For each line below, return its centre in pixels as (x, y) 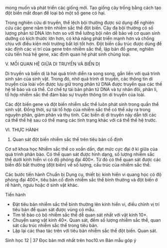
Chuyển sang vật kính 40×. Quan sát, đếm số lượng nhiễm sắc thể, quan (86, 220)
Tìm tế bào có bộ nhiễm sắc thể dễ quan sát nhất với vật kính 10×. (80, 215)
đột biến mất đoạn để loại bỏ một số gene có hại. (56, 13)
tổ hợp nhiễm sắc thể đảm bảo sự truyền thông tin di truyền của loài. (75, 95)
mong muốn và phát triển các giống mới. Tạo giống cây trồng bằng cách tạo (83, 8)
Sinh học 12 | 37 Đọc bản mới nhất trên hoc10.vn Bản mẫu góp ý (71, 240)
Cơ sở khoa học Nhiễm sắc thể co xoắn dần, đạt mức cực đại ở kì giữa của (82, 149)
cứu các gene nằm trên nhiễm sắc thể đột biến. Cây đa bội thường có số (79, 28)
